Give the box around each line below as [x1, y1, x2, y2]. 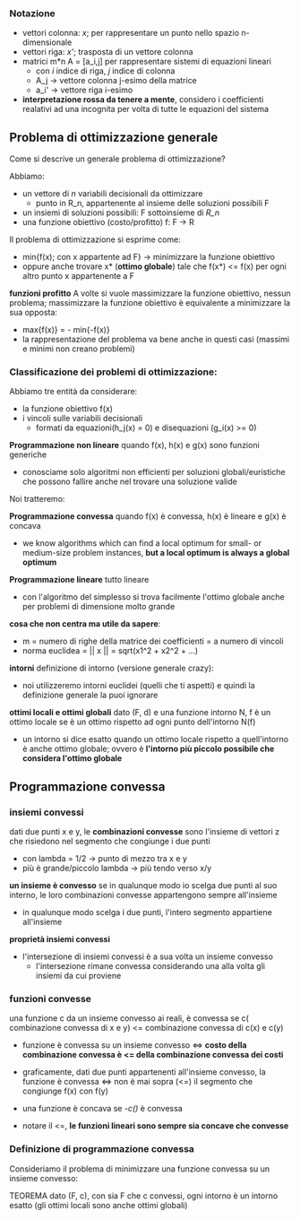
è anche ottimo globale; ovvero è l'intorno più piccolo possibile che [21, 743, 275, 755]
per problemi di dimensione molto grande [21, 601, 176, 612]
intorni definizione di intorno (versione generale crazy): [9, 662, 215, 674]
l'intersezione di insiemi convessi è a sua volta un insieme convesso [21, 951, 273, 962]
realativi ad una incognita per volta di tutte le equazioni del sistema [21, 104, 270, 115]
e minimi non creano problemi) [21, 343, 136, 354]
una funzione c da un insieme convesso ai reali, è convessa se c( [9, 1013, 249, 1024]
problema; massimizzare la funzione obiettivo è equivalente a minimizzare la [9, 298, 291, 308]
